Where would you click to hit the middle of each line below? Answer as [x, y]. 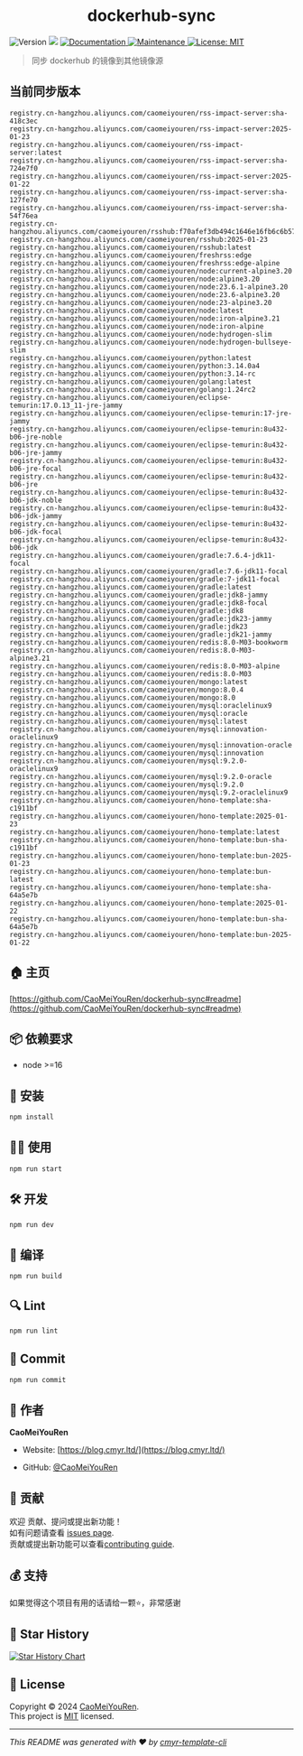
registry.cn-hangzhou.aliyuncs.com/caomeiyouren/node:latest [127, 311]
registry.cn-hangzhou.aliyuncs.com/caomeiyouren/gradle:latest [131, 587]
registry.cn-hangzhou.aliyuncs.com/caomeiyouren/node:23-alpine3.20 [141, 302]
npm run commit [38, 1380]
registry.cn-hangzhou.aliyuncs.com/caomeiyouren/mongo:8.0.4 [127, 690]
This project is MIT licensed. [62, 1715]
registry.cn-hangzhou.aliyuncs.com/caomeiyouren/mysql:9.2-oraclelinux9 [149, 792]
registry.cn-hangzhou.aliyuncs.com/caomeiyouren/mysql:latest [129, 721]
